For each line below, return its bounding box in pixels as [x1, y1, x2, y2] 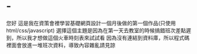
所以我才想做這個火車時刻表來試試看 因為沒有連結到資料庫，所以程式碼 [16, 34, 190, 41]
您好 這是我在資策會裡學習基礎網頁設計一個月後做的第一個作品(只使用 [6, 19, 176, 26]
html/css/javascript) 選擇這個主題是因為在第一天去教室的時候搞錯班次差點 [6, 26, 186, 34]
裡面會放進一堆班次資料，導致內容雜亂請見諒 [6, 41, 116, 49]
